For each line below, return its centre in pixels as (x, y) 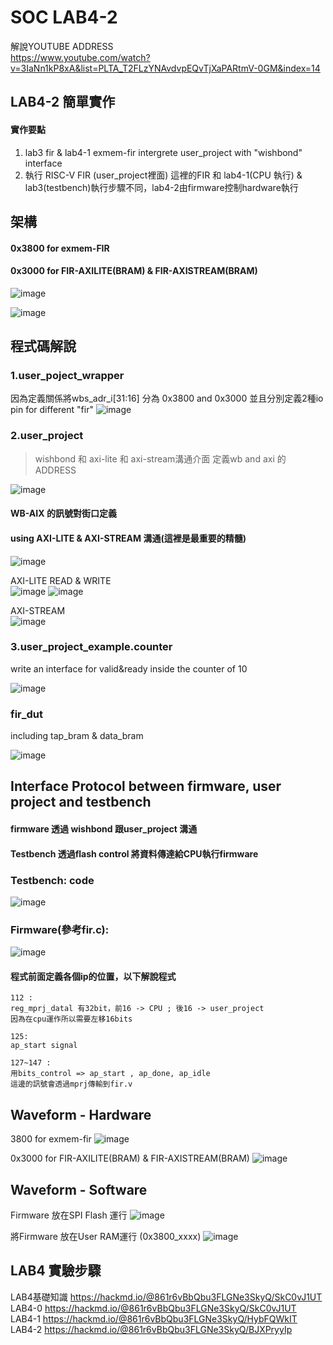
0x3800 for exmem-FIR (60, 248)
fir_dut (27, 714)
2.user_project (47, 436)
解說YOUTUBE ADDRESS (62, 46)
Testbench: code (52, 880)
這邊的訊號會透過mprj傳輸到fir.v (71, 1084)
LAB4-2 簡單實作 (63, 102)
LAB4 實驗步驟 (56, 1271)
